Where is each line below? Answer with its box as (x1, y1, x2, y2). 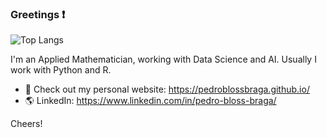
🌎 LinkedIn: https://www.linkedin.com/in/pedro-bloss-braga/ (24, 95, 277, 107)
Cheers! (10, 118, 43, 130)
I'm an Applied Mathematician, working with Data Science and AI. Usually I (10, 53, 317, 66)
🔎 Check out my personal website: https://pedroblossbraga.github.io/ (24, 83, 310, 96)
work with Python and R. (10, 64, 112, 76)
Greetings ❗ (10, 7, 66, 21)
